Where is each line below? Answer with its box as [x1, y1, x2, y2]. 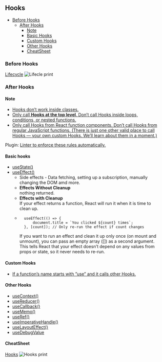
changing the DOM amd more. [19, 180, 81, 185]
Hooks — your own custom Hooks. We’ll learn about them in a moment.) [12, 133, 158, 138]
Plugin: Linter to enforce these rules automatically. [5, 142, 106, 148]
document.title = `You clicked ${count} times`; [32, 220, 133, 226]
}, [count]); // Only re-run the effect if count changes [23, 225, 144, 229]
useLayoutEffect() [12, 324, 48, 330]
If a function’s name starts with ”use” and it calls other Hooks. [12, 271, 136, 277]
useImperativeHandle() [12, 319, 59, 325]
